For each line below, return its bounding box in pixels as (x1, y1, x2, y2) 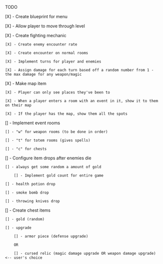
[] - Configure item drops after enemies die (5, 155, 92, 161)
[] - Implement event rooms (5, 120, 60, 126)
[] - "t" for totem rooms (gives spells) (5, 138, 91, 143)
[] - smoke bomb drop (5, 190, 49, 195)
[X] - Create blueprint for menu (5, 14, 67, 19)
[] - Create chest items (5, 207, 51, 213)
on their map (5, 103, 32, 108)
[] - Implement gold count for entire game (14, 173, 104, 178)
